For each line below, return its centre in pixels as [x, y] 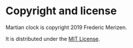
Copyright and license [61, 11]
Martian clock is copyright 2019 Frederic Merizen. [66, 27]
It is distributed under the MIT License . [53, 39]
